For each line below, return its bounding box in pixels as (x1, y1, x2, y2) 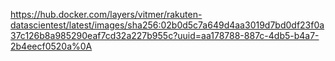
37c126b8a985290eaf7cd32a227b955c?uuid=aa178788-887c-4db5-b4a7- (10, 30, 320, 41)
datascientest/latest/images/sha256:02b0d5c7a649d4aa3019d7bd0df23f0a (10, 19, 325, 31)
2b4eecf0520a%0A (10, 40, 93, 52)
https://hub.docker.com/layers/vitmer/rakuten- (10, 9, 203, 20)
